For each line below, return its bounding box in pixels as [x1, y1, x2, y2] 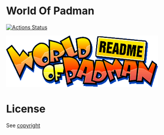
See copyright [6, 121, 41, 128]
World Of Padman [6, 4, 94, 18]
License [6, 102, 46, 116]
